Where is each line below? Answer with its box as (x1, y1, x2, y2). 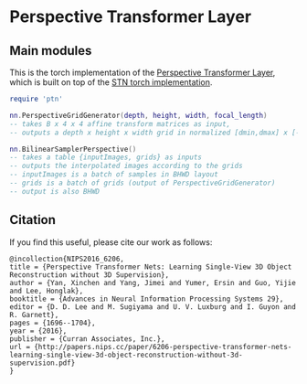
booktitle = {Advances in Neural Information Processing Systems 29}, (9, 294, 284, 304)
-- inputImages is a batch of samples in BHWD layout (9, 170, 219, 179)
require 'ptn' (9, 94, 64, 103)
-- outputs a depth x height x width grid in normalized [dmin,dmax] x (9, 128, 288, 137)
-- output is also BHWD (9, 187, 101, 196)
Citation (9, 212, 57, 228)
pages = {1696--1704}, (9, 318, 96, 327)
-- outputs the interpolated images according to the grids (9, 162, 244, 171)
